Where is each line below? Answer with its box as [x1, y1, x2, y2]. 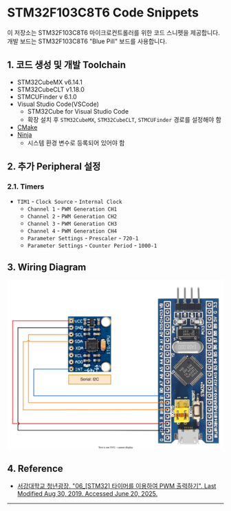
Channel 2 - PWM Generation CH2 [27, 212, 118, 220]
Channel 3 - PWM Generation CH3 [27, 219, 118, 228]
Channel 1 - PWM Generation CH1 [27, 205, 118, 213]
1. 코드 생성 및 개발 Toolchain [7, 59, 126, 71]
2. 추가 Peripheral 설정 [7, 160, 101, 173]
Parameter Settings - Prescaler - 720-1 [27, 234, 139, 242]
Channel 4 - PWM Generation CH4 [27, 227, 118, 235]
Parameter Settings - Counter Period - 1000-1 [27, 241, 157, 249]
